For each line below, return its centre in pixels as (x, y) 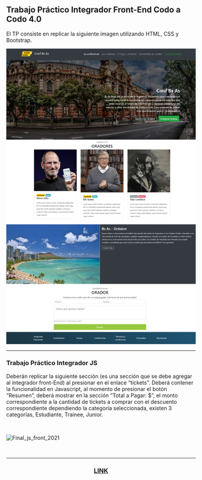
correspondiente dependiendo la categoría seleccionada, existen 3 (89, 408)
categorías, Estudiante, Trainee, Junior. (55, 415)
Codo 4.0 (24, 20)
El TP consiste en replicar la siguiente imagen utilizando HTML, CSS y (93, 34)
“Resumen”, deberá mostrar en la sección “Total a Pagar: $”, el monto (92, 395)
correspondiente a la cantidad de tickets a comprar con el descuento (92, 401)
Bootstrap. (19, 40)
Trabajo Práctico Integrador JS (52, 363)
